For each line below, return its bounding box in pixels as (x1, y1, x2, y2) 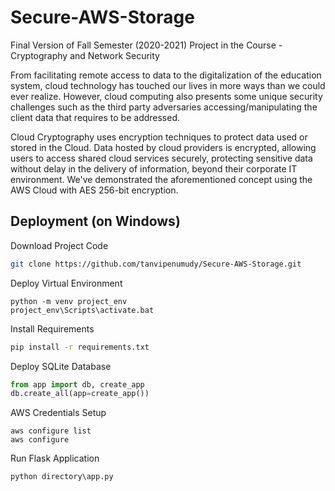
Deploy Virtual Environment (10, 277, 123, 289)
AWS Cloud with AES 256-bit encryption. (10, 184, 179, 196)
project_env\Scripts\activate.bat (10, 305, 155, 315)
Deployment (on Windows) (10, 213, 181, 230)
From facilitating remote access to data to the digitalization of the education (10, 69, 322, 81)
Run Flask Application (10, 452, 100, 465)
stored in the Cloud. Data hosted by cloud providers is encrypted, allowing (10, 141, 317, 153)
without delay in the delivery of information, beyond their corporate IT (10, 162, 298, 175)
